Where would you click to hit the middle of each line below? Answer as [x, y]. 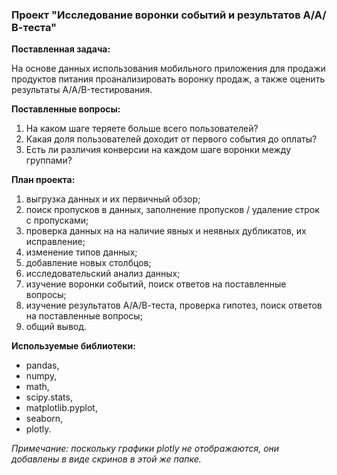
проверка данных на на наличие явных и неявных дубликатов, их [166, 231]
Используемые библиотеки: [73, 346]
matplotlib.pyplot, [61, 408]
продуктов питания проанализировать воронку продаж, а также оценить [168, 79]
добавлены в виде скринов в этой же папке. [106, 459]
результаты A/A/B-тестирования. [82, 90]
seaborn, [44, 419]
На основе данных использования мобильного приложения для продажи [168, 69]
